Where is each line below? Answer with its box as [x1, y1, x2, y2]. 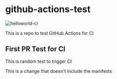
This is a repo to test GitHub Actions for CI [5, 30, 94, 36]
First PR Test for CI [5, 45, 66, 54]
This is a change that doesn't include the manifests [5, 68, 112, 74]
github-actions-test [5, 4, 91, 15]
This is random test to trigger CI [5, 58, 72, 64]
